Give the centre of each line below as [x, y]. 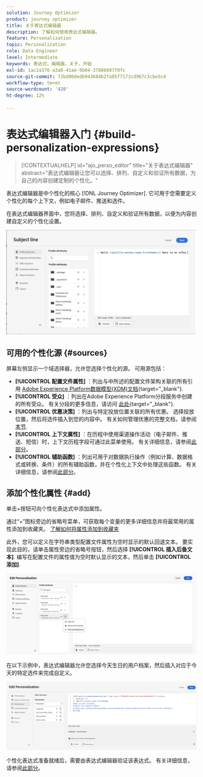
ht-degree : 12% [25, 96]
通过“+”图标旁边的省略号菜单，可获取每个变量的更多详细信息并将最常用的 [98, 521]
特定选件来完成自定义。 [46, 672]
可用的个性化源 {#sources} [57, 353]
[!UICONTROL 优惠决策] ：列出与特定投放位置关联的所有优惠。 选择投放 [105, 411]
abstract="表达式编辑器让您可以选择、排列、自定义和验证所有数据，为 [108, 173]
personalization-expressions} [83, 148]
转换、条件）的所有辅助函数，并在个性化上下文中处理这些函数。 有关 [111, 465]
